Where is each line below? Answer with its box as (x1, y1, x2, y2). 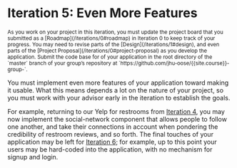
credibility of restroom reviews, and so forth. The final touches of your (7, 130, 214, 138)
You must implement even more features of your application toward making (7, 78, 229, 87)
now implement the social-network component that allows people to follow (7, 115, 227, 123)
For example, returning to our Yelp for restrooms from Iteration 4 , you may (7, 107, 225, 115)
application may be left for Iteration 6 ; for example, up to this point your (7, 137, 217, 146)
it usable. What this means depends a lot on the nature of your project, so (7, 85, 223, 94)
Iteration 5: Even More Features (7, 5, 198, 21)
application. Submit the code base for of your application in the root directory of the (7, 53, 213, 61)
